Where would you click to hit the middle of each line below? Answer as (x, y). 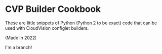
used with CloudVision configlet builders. (47, 28)
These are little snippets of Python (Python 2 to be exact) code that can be (81, 23)
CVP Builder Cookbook (53, 9)
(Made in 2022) (21, 38)
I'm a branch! (19, 47)
